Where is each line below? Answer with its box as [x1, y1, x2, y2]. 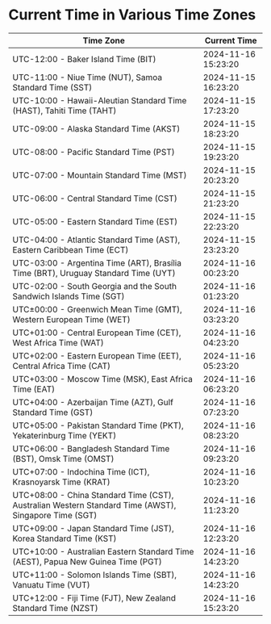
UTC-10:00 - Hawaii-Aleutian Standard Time [12, 94, 187, 106]
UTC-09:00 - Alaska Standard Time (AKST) [12, 123, 181, 134]
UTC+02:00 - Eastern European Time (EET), [12, 350, 181, 361]
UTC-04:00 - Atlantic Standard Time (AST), [12, 234, 181, 245]
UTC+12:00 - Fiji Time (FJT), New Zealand [12, 592, 176, 603]
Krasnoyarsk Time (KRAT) [12, 476, 110, 488]
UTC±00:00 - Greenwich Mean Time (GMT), [12, 304, 183, 315]
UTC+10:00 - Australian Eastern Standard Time [12, 546, 194, 557]
